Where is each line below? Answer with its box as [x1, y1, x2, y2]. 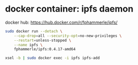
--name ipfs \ [14, 42, 43, 47]
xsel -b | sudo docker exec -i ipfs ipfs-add [5, 56, 100, 61]
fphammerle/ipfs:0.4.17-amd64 [14, 47, 76, 52]
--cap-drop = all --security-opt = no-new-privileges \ [14, 33, 122, 38]
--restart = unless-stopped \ [14, 38, 71, 43]
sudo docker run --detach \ [5, 29, 63, 33]
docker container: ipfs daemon [5, 3, 134, 15]
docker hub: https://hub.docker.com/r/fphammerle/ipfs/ [5, 19, 118, 25]
